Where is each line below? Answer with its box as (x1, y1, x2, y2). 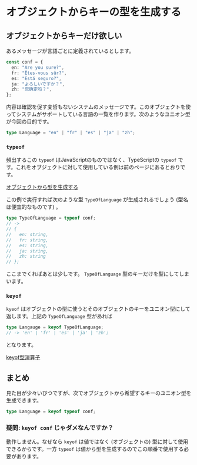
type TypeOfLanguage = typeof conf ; (6, 215, 96, 221)
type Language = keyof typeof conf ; (6, 408, 96, 415)
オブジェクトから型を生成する (6, 184, 78, 191)
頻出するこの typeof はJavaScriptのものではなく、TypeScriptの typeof (6, 157, 177, 164)
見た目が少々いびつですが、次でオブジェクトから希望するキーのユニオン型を (6, 390, 192, 397)
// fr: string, (6, 237, 49, 243)
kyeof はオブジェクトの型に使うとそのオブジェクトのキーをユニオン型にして (6, 305, 191, 313)
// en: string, (6, 231, 49, 237)
